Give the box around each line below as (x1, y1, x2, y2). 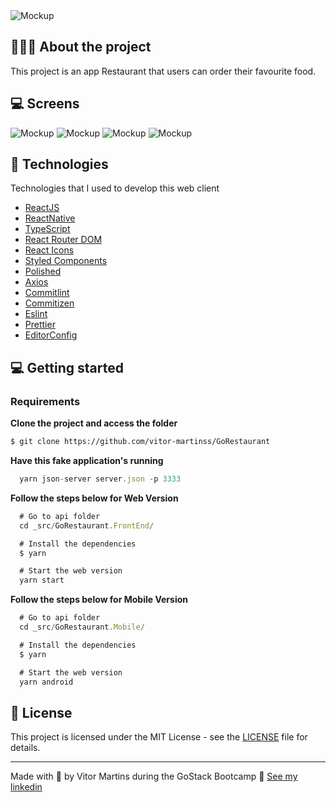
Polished (24, 265, 62, 278)
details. (10, 742, 41, 754)
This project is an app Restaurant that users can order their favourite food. (10, 65, 317, 77)
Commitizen (24, 297, 75, 309)
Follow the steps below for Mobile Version (10, 594, 188, 606)
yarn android (19, 677, 74, 687)
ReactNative (24, 212, 76, 224)
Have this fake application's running (10, 455, 164, 466)
